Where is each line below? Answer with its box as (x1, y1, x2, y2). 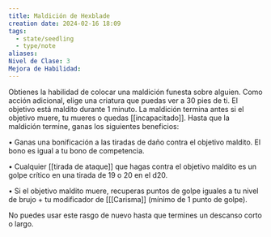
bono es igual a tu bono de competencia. (8, 145, 145, 155)
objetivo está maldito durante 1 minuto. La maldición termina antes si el (8, 104, 244, 114)
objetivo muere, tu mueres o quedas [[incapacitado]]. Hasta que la (8, 113, 231, 123)
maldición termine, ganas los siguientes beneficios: (8, 121, 180, 131)
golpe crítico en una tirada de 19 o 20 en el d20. (8, 170, 168, 179)
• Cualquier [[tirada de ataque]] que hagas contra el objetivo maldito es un (8, 162, 257, 171)
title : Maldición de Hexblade (8, 11, 111, 20)
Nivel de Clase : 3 (8, 58, 70, 66)
